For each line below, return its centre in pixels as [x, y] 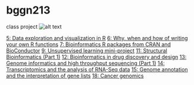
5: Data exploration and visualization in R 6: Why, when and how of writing [97, 38]
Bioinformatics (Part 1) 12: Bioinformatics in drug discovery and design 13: [96, 57]
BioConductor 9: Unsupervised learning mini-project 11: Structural [87, 50]
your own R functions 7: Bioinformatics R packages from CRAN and [89, 44]
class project [22, 27]
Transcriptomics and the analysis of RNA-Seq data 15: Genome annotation [97, 69]
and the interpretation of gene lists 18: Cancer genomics [75, 76]
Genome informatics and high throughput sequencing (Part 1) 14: [85, 63]
